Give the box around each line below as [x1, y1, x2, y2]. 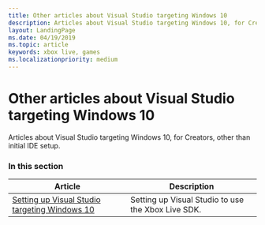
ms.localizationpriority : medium [8, 56, 118, 64]
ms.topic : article [8, 41, 69, 49]
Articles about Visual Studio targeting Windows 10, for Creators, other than [8, 132, 251, 142]
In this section [8, 160, 64, 171]
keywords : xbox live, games [8, 48, 101, 56]
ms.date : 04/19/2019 [8, 33, 77, 42]
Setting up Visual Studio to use [129, 194, 244, 205]
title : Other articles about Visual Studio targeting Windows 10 [8, 11, 227, 20]
